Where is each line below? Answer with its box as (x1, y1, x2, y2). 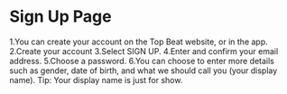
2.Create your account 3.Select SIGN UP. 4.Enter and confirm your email (9, 45, 279, 56)
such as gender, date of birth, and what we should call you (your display (9, 65, 278, 76)
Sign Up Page (9, 6, 112, 27)
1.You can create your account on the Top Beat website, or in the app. (9, 36, 268, 47)
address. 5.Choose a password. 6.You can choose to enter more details (9, 55, 275, 66)
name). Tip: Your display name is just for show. (9, 74, 183, 85)
